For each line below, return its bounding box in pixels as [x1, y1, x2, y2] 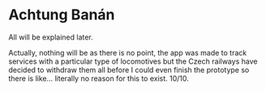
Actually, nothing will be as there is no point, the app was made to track [8, 48, 247, 57]
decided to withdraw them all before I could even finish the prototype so [8, 64, 250, 74]
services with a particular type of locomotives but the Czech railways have [8, 56, 258, 66]
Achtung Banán [8, 6, 115, 24]
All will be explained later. [8, 32, 93, 42]
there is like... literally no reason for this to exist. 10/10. [8, 73, 189, 83]
